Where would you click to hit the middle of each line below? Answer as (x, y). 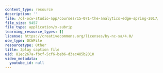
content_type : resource (29, 9)
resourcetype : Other (26, 45)
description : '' (21, 14)
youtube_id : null (27, 63)
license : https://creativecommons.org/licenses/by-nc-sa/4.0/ (69, 36)
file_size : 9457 (21, 23)
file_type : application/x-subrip (39, 27)
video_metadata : (21, 59)
